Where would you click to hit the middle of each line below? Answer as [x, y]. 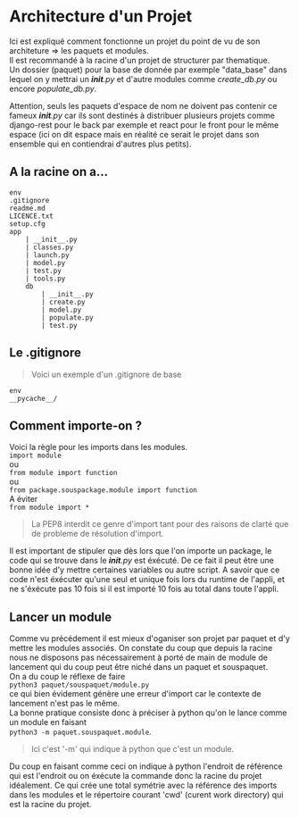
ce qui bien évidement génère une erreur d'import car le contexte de [135, 694]
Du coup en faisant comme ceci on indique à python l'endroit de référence [146, 766]
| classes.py [50, 247]
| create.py [64, 302]
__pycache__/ [33, 398]
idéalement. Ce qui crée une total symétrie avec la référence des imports [143, 785]
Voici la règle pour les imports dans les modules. [99, 447]
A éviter [24, 499]
